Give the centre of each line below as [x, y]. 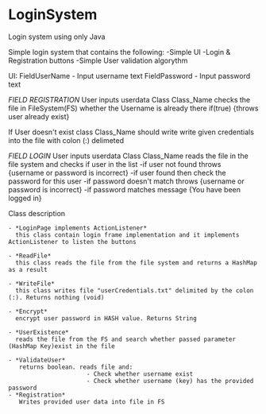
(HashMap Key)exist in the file [62, 346]
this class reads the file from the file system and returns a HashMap [137, 263]
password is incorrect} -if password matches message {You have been [124, 189]
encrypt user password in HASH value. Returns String [106, 318]
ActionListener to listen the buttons [72, 242]
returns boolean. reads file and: [76, 367]
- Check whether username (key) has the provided [170, 381]
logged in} [25, 198]
